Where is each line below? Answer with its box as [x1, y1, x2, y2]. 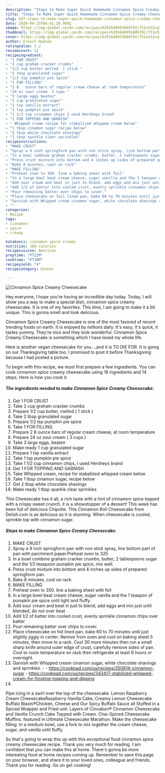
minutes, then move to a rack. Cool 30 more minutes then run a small [12, 639, 152, 645]
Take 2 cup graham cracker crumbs [12, 403, 85, 409]
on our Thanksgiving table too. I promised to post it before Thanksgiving [5, 349, 151, 355]
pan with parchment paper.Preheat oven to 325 [12, 551, 108, 556]
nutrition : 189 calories [5, 243, 56, 249]
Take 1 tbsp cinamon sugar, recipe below [12, 476, 95, 482]
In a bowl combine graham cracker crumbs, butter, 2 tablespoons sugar [12, 556, 157, 561]
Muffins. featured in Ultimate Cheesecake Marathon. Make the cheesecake [5, 716, 157, 722]
